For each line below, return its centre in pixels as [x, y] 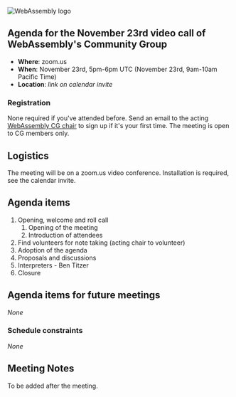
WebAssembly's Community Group [87, 44]
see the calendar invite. [42, 180]
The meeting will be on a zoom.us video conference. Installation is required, [118, 173]
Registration [29, 102]
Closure [29, 272]
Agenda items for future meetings [84, 295]
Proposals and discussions [57, 258]
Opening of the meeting [63, 227]
